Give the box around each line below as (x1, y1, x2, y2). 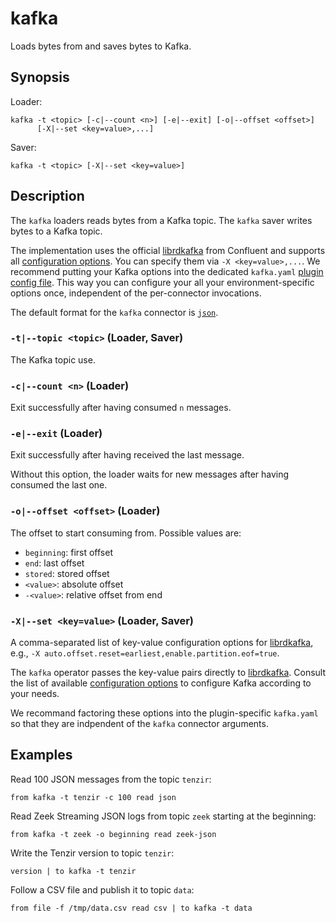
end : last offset (24, 557, 85, 569)
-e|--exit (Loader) (10, 427, 103, 441)
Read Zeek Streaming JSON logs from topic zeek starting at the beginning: (10, 810, 317, 822)
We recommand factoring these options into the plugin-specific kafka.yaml (10, 707, 319, 719)
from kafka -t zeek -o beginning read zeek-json (10, 829, 217, 839)
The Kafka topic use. (10, 353, 96, 366)
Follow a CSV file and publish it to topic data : (10, 883, 195, 896)
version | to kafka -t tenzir (10, 866, 137, 876)
